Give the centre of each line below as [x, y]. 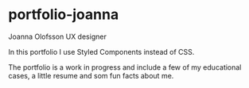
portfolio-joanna [64, 15]
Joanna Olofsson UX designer [58, 36]
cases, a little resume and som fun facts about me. [91, 75]
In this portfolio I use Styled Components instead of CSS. [101, 52]
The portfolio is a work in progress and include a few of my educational [125, 67]
